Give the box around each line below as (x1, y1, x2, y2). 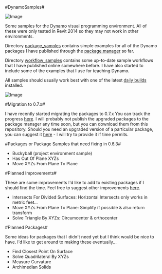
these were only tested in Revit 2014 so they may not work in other (5, 28, 139, 34)
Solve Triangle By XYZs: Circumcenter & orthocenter (12, 215, 118, 221)
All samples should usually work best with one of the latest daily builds (5, 78, 147, 83)
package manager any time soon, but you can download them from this (5, 121, 148, 127)
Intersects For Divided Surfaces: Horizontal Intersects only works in (12, 195, 147, 200)
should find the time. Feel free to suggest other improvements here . (5, 185, 141, 191)
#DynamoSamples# (5, 4, 45, 10)
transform (12, 210, 33, 215)
